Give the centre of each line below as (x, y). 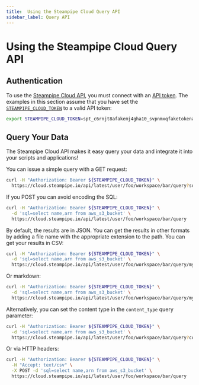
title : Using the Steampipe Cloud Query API (63, 12)
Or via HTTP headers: (33, 349)
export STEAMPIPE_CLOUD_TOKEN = (45, 119)
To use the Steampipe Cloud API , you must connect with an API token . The (97, 95)
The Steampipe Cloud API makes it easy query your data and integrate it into (99, 151)
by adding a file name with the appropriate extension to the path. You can (96, 236)
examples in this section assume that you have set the (72, 101)
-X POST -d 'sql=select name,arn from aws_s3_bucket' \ (82, 371)
